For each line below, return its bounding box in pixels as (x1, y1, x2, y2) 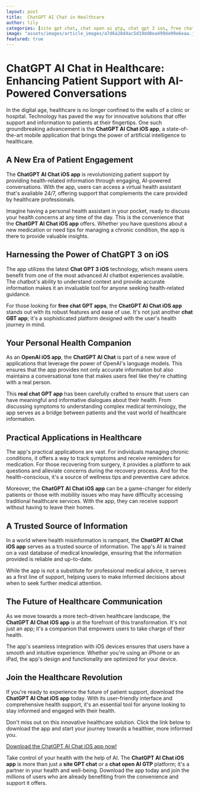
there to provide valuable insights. (6, 232, 89, 240)
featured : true (6, 36, 44, 42)
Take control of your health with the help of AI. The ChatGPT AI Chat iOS (6, 754, 185, 761)
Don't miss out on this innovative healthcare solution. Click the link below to (6, 719, 191, 726)
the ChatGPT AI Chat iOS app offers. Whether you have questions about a (6, 220, 188, 227)
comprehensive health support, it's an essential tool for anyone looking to (6, 701, 185, 708)
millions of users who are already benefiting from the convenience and (6, 773, 179, 780)
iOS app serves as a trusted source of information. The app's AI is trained (6, 543, 186, 550)
